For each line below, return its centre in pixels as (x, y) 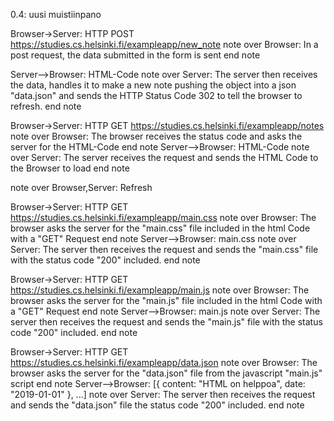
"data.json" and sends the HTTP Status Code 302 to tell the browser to (156, 95)
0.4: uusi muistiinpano (56, 14)
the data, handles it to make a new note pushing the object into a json (153, 85)
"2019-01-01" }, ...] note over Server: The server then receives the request (163, 394)
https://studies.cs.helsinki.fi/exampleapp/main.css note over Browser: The (163, 217)
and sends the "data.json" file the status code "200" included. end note (157, 405)
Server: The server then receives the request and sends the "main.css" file (164, 249)
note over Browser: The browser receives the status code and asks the (156, 136)
